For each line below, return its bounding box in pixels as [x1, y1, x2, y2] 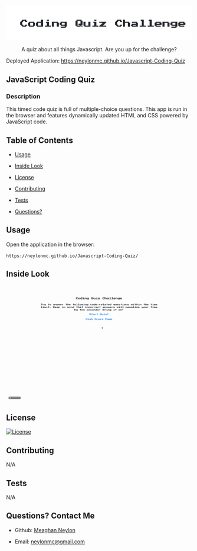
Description [6, 92, 41, 100]
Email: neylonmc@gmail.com [14, 538, 86, 545]
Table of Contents [6, 135, 74, 145]
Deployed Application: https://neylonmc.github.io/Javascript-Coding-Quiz [6, 57, 186, 64]
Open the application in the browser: [6, 241, 95, 248]
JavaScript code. [6, 118, 48, 125]
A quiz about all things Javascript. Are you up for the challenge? [21, 46, 177, 53]
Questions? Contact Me [6, 511, 96, 521]
